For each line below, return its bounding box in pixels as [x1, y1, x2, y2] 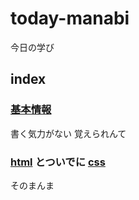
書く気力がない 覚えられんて [10, 127, 127, 139]
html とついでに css [10, 155, 106, 169]
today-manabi [10, 7, 130, 30]
